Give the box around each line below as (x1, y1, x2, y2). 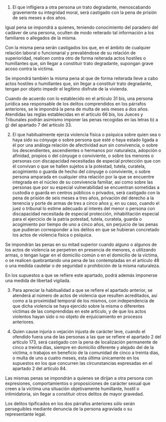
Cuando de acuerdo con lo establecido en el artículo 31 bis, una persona (5, 95, 153, 101)
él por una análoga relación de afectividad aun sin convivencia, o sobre (12, 142, 158, 148)
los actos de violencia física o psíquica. (12, 232, 93, 238)
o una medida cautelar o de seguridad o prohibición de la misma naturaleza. (5, 263, 160, 268)
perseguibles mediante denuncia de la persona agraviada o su (5, 406, 132, 412)
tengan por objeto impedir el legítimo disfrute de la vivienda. (5, 86, 128, 91)
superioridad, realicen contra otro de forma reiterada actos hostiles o (5, 55, 146, 61)
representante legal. (5, 411, 46, 417)
